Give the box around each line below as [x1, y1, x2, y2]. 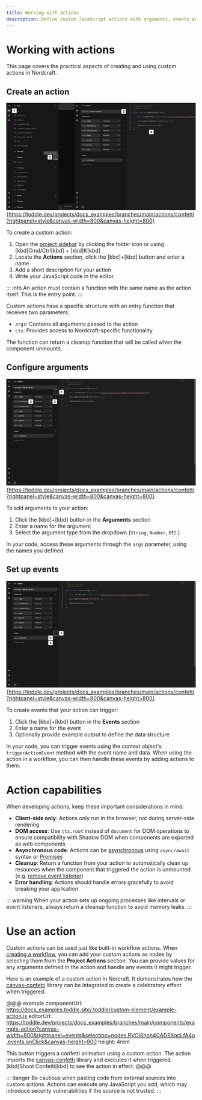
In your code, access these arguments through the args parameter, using [6, 540, 187, 548]
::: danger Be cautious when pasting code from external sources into [6, 1074, 176, 1082]
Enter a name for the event [14, 724, 81, 732]
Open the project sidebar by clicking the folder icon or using [14, 240, 164, 247]
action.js [6, 1013, 28, 1020]
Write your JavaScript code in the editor [14, 272, 114, 280]
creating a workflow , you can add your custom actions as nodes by [6, 950, 173, 958]
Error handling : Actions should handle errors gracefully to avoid [14, 879, 174, 886]
